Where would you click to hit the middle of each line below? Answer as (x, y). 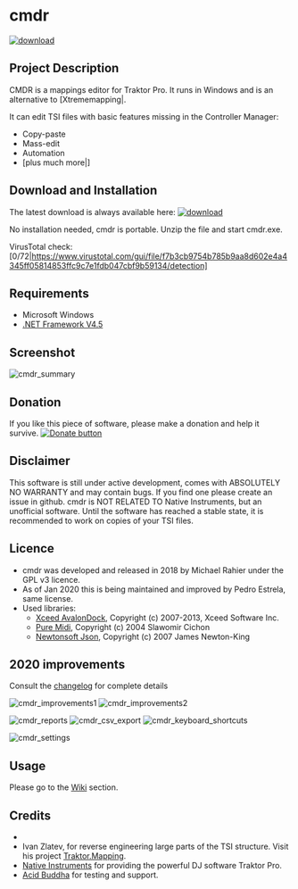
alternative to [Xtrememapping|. (68, 99)
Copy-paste (44, 134)
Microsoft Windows (58, 315)
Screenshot (42, 352)
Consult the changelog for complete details (89, 686)
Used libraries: (49, 608)
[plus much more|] (56, 162)
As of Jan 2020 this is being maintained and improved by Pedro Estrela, (154, 589)
